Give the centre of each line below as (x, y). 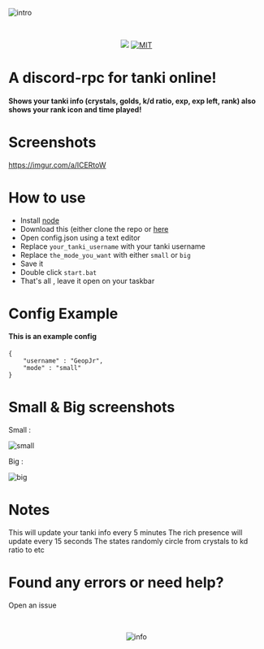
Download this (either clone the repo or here (94, 229)
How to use (47, 197)
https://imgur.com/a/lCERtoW (58, 165)
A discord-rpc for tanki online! (113, 78)
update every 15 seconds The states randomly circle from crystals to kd (128, 541)
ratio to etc (26, 550)
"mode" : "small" (52, 368)
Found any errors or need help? (116, 583)
